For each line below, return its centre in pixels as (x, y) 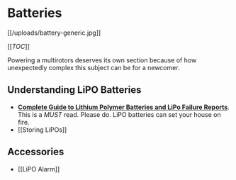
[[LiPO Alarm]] (39, 169)
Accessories (36, 152)
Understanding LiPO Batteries (74, 90)
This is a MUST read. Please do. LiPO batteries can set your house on (119, 114)
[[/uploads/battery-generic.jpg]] (54, 33)
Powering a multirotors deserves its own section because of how (102, 60)
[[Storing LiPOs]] (42, 130)
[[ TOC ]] (18, 46)
